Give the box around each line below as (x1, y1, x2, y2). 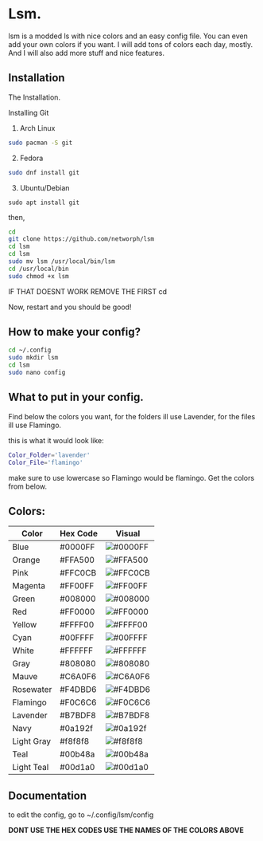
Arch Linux (19, 123, 56, 132)
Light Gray (12, 736, 52, 747)
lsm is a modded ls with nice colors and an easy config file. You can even (8, 31, 248, 41)
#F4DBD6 (59, 684, 97, 695)
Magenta (12, 580, 46, 591)
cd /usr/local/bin (8, 265, 69, 273)
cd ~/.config (8, 346, 52, 355)
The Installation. (8, 92, 61, 102)
